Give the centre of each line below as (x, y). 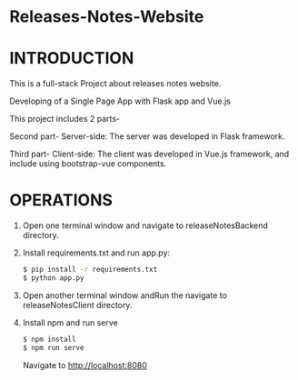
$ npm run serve (53, 347)
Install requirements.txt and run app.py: (96, 253)
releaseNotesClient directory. (77, 305)
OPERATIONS (61, 200)
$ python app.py (53, 278)
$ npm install (49, 339)
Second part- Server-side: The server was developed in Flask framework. (147, 136)
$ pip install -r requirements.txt (90, 270)
